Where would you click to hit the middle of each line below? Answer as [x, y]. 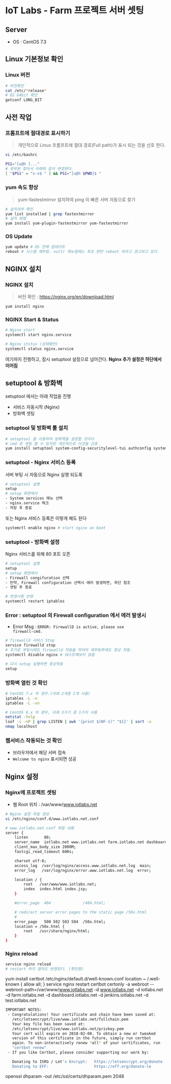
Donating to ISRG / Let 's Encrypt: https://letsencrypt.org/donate [87, 1062]
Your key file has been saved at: [49, 1024]
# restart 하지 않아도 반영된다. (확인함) [45, 969]
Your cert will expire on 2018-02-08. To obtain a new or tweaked [84, 1034]
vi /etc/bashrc [21, 154]
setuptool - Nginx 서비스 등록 [41, 462]
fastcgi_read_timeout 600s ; [44, 852]
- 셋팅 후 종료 [19, 587]
